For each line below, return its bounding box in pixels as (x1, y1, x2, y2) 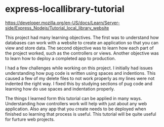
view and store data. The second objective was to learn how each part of (5, 45, 154, 51)
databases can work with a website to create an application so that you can (5, 39, 159, 45)
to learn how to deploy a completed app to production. (5, 55, 116, 61)
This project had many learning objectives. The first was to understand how (5, 34, 159, 40)
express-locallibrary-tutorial (5, 3, 124, 15)
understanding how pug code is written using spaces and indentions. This (5, 70, 156, 76)
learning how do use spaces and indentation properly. (5, 86, 115, 92)
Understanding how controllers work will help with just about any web (5, 100, 147, 106)
